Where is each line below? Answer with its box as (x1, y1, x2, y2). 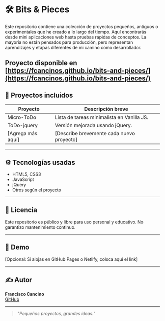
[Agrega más (7, 130, 38, 137)
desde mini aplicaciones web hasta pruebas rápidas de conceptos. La (5, 34, 146, 40)
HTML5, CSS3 (12, 171, 41, 177)
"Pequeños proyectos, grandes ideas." (17, 311, 96, 317)
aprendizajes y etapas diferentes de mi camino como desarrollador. (5, 44, 141, 50)
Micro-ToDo (7, 114, 37, 121)
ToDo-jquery (7, 122, 38, 129)
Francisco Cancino (5, 291, 44, 297)
